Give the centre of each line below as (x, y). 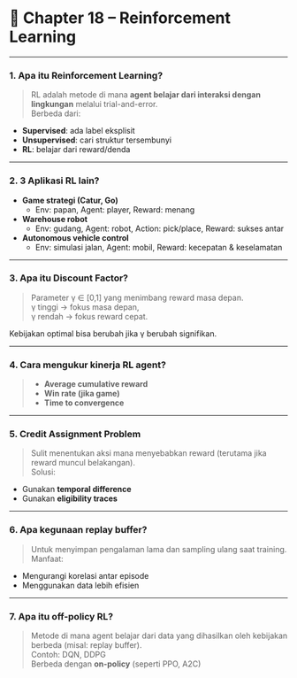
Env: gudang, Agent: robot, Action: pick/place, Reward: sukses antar (160, 228)
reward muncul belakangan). (83, 463)
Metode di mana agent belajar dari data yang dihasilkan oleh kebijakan (159, 636)
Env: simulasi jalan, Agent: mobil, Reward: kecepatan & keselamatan (159, 247)
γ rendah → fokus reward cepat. (89, 316)
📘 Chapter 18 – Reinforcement (120, 18)
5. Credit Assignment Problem (75, 435)
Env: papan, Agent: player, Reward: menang (115, 209)
